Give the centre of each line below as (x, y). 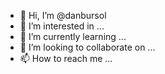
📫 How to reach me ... (66, 58)
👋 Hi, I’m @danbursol (63, 15)
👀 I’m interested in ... (62, 26)
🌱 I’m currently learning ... (73, 36)
